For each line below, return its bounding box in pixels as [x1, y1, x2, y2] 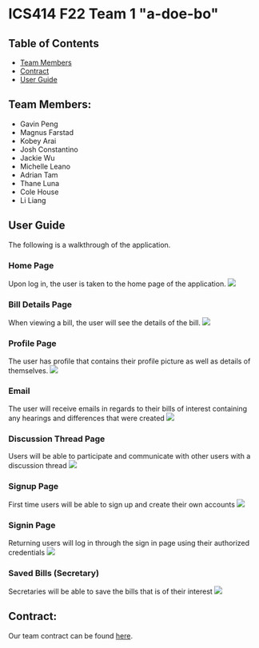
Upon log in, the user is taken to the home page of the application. [8, 279, 226, 288]
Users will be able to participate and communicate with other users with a [8, 451, 251, 461]
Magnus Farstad [19, 127, 74, 137]
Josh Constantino [19, 145, 78, 154]
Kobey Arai [19, 136, 57, 145]
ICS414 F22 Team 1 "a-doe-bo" [8, 5, 219, 23]
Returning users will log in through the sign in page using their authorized [8, 538, 250, 547]
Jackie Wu [19, 153, 55, 162]
